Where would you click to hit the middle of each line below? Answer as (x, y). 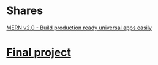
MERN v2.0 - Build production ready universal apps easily (79, 28)
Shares (25, 11)
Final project (39, 52)
